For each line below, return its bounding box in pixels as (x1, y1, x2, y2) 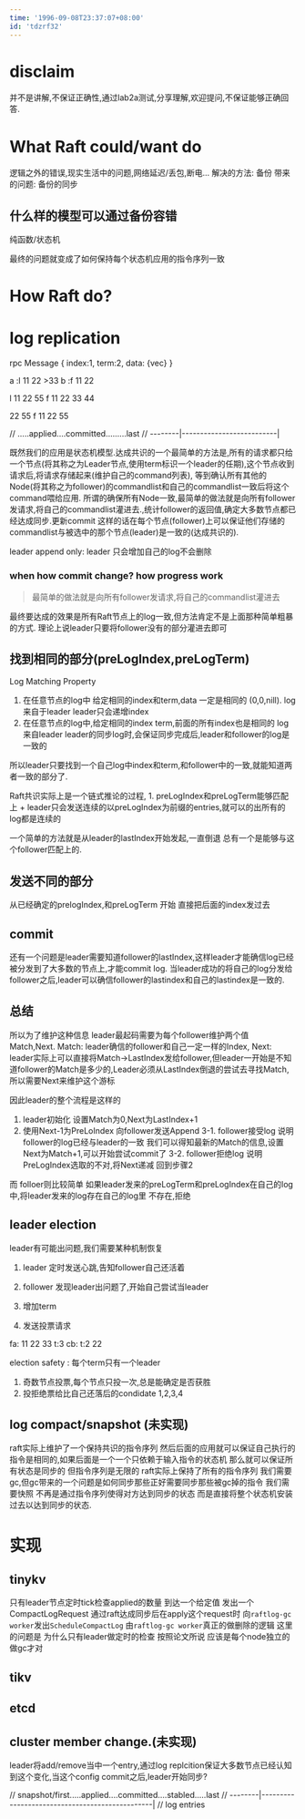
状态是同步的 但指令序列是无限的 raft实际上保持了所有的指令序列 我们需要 (16, 1465, 293, 1476)
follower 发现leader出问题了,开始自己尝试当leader (22, 1281, 209, 1292)
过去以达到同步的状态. (9, 1500, 93, 1511)
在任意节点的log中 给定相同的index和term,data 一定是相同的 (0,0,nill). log (22, 694, 296, 706)
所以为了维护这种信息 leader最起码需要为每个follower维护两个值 (9, 1029, 249, 1040)
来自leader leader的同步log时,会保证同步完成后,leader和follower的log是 (22, 729, 290, 740)
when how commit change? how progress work (9, 570, 224, 582)
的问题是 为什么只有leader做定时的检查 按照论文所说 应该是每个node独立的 (9, 1631, 290, 1642)
